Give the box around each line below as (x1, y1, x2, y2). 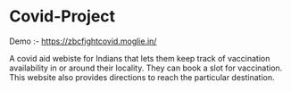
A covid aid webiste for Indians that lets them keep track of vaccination (9, 53, 270, 63)
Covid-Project (9, 6, 116, 27)
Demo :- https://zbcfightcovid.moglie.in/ (9, 36, 157, 46)
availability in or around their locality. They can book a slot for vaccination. (9, 62, 283, 73)
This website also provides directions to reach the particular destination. (9, 71, 275, 82)
